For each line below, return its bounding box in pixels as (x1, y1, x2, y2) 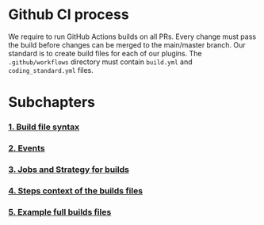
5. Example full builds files (8, 206, 112, 217)
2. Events (8, 143, 45, 154)
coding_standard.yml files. (8, 65, 94, 74)
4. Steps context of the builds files (8, 185, 143, 196)
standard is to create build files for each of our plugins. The (8, 48, 202, 58)
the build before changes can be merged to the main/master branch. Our (8, 40, 246, 49)
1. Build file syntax (8, 121, 80, 132)
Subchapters (8, 93, 95, 112)
